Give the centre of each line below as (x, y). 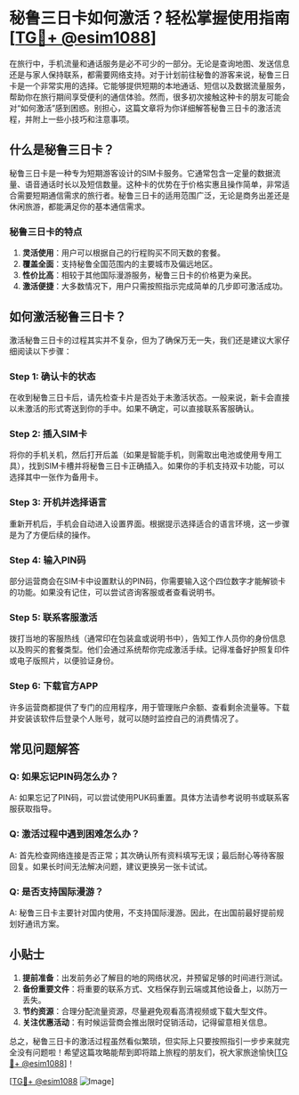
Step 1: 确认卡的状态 (53, 377)
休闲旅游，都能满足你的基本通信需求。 (79, 207)
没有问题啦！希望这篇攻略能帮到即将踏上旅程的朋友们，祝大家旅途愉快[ (147, 1052)
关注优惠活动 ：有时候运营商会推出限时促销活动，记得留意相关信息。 (147, 1022)
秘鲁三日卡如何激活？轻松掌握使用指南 (150, 18)
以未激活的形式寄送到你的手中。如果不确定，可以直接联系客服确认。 (134, 409)
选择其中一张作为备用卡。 (56, 477)
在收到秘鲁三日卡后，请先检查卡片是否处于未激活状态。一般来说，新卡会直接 (149, 398)
